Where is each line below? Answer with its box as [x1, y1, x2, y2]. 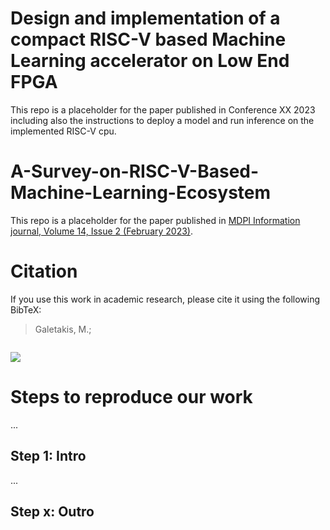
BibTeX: [10, 303, 42, 316]
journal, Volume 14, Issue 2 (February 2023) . [10, 225, 194, 237]
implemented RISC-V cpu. [10, 125, 117, 137]
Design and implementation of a [10, 7, 281, 30]
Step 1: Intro [10, 448, 87, 465]
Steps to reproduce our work [10, 386, 253, 408]
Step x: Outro [10, 503, 95, 520]
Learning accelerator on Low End [10, 50, 290, 72]
